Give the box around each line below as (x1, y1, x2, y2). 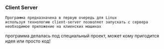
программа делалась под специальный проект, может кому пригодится (5, 33, 160, 39)
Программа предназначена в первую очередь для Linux (5, 15, 117, 20)
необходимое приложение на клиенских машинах (5, 24, 101, 29)
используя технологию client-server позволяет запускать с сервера (5, 19, 149, 25)
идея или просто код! (5, 38, 51, 44)
